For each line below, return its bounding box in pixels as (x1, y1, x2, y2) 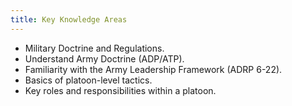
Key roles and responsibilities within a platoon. (24, 84, 217, 96)
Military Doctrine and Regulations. (24, 42, 165, 54)
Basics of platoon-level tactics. (24, 74, 153, 86)
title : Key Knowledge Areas (10, 14, 128, 25)
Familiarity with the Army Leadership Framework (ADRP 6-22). (24, 63, 283, 75)
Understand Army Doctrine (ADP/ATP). (24, 52, 185, 65)
